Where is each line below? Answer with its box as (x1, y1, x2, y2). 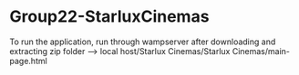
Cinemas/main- (232, 45, 290, 56)
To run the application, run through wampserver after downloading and (9, 36, 276, 47)
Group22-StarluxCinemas (9, 6, 210, 27)
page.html (9, 55, 47, 66)
